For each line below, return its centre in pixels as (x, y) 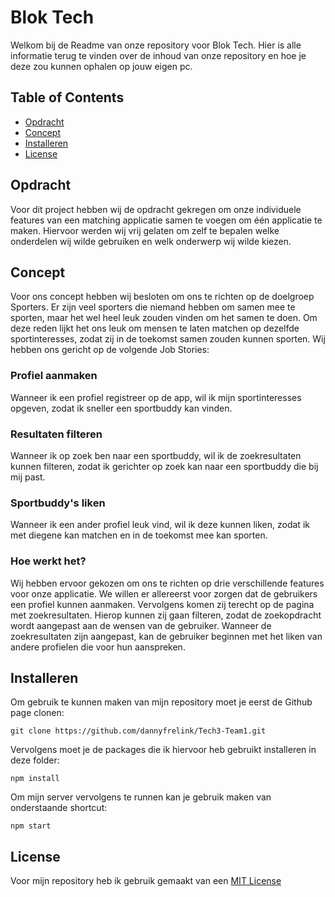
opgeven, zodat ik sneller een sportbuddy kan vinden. (121, 408)
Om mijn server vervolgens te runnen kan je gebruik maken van (141, 797)
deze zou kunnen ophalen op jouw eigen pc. (101, 66)
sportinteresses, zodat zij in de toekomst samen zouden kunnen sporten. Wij (168, 339)
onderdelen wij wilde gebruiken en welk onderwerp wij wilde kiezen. (151, 241)
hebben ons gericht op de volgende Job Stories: (110, 350)
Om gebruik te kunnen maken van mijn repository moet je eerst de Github (161, 702)
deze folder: (35, 760)
